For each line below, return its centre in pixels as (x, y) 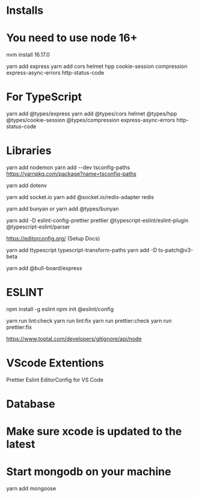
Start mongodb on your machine (89, 472)
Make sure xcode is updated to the (94, 432)
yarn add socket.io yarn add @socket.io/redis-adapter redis (80, 197)
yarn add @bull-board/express (44, 268)
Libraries (29, 151)
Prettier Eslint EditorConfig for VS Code (55, 380)
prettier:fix (19, 327)
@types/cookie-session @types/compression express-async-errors (91, 120)
